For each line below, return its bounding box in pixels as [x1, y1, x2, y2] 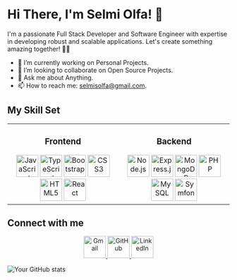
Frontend [44, 135, 82, 147]
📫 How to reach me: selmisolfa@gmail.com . [17, 81, 147, 90]
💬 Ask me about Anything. [17, 73, 94, 82]
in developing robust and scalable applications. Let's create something [7, 37, 213, 45]
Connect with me [7, 217, 85, 229]
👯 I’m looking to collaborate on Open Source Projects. [17, 66, 174, 74]
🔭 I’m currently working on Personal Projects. [17, 58, 150, 66]
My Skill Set [7, 104, 61, 116]
